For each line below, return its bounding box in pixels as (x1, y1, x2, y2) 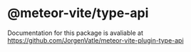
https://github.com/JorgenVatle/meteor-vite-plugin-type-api (7, 36, 184, 44)
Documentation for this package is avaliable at (7, 28, 144, 37)
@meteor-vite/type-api (7, 5, 149, 21)
